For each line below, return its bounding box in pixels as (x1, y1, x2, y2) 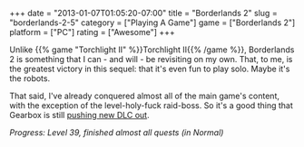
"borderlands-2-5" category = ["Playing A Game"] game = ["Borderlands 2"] (9, 17, 296, 28)
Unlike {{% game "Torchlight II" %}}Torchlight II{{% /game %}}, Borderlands (9, 44, 295, 55)
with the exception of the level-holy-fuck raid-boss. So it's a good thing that (9, 100, 293, 111)
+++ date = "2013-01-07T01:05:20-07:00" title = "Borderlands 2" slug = (9, 8, 279, 18)
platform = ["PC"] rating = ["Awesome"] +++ (9, 27, 175, 37)
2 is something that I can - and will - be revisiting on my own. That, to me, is (9, 54, 293, 64)
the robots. (9, 73, 51, 84)
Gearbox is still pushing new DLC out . (9, 110, 150, 120)
